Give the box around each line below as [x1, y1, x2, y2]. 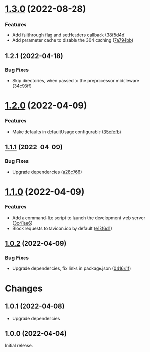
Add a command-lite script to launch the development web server [12, 215, 146, 221]
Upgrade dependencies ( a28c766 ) [12, 169, 82, 175]
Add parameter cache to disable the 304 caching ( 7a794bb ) [12, 37, 134, 43]
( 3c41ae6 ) [12, 220, 33, 226]
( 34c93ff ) [12, 83, 32, 89]
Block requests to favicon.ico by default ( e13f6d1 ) [12, 225, 113, 231]
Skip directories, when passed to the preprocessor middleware [12, 78, 140, 84]
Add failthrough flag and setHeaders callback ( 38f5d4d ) [12, 32, 126, 38]
